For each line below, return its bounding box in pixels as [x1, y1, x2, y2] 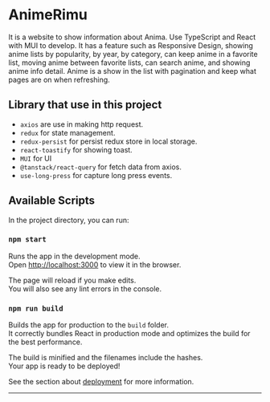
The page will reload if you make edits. [8, 275, 137, 285]
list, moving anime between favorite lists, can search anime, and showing [8, 58, 251, 67]
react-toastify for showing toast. [19, 144, 133, 154]
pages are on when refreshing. [8, 75, 110, 84]
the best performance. [8, 337, 83, 347]
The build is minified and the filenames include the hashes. [8, 353, 203, 363]
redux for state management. [19, 128, 116, 137]
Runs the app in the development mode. [8, 251, 141, 261]
